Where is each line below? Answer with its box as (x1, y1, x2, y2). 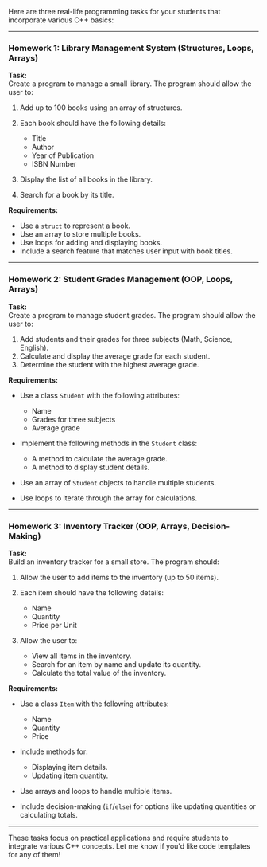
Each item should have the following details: (19, 587, 164, 597)
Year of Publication (31, 151, 95, 160)
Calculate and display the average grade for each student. (19, 351, 211, 361)
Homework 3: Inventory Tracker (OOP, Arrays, (8, 520, 190, 532)
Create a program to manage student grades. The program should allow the (8, 310, 256, 320)
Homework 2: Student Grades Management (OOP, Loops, (8, 274, 233, 285)
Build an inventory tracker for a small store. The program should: (8, 557, 220, 567)
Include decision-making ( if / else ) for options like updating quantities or (19, 801, 257, 811)
